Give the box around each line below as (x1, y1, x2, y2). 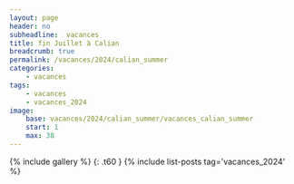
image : (9, 106, 34, 115)
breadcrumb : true (9, 47, 75, 56)
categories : (9, 64, 54, 73)
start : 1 (25, 123, 59, 132)
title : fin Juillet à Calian (9, 38, 120, 48)
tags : (9, 81, 30, 90)
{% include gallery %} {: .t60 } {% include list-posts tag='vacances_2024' (9, 156, 286, 167)
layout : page (9, 13, 59, 23)
